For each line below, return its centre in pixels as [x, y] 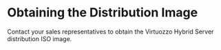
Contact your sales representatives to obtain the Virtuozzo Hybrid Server [110, 32]
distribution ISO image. [40, 38]
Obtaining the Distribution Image [103, 13]
